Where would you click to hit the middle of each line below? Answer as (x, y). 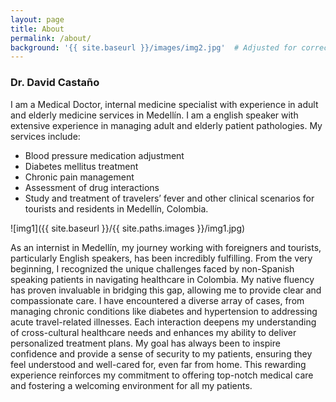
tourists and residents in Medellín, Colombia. (116, 208)
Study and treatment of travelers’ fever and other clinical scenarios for (169, 198)
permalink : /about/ (51, 38)
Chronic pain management (79, 177)
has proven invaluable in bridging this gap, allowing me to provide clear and (166, 290)
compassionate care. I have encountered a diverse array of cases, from (157, 300)
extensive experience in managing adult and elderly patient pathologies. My (166, 125)
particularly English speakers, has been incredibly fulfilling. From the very (161, 258)
